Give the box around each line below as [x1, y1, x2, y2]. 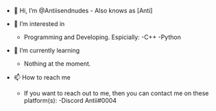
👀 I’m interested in [13, 20, 65, 27]
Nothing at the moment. [23, 60, 91, 68]
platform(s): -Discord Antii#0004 [23, 97, 117, 104]
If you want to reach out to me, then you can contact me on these [23, 89, 209, 97]
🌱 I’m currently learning [13, 47, 80, 54]
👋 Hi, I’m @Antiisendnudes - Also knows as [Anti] [13, 7, 153, 14]
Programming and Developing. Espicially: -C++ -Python [23, 33, 182, 41]
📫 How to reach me [13, 73, 71, 82]
